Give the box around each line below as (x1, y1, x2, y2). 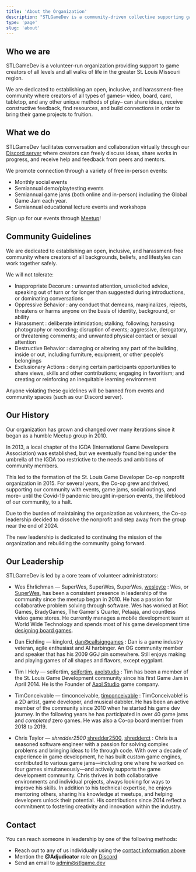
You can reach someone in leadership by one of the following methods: (6, 836, 178, 843)
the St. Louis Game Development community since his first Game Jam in (14, 675, 188, 682)
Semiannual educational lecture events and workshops (14, 203, 146, 210)
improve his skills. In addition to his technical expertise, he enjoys (14, 784, 172, 791)
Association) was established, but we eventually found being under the (6, 449, 177, 457)
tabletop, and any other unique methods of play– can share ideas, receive (6, 98, 183, 105)
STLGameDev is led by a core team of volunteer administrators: (6, 572, 159, 579)
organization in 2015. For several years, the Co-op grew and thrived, (6, 480, 170, 487)
